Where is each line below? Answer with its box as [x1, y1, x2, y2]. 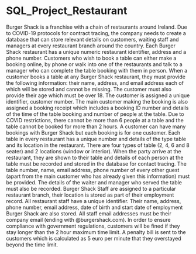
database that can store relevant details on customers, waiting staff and [6, 36, 180, 43]
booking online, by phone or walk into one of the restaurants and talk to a [6, 60, 183, 68]
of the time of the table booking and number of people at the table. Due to [6, 110, 184, 118]
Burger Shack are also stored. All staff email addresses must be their [6, 210, 171, 217]
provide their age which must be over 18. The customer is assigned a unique [6, 92, 190, 99]
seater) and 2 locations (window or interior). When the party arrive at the [6, 147, 181, 155]
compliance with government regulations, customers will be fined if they [6, 222, 180, 229]
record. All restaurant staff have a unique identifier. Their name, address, [6, 197, 181, 204]
